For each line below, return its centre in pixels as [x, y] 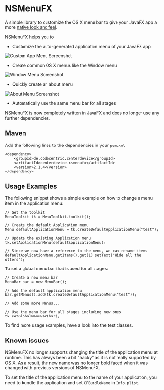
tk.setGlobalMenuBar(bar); [33, 316]
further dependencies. [28, 118]
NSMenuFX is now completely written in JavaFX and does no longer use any [82, 113]
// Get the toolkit [25, 212]
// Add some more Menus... [33, 303]
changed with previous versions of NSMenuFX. [53, 368]
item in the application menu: [34, 203]
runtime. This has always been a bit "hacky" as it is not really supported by [81, 358]
